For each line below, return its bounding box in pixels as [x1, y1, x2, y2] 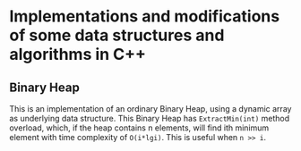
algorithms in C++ [9, 45, 146, 64]
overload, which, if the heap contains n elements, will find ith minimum [9, 122, 270, 133]
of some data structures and [9, 25, 225, 46]
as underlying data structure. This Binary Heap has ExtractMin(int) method [9, 113, 290, 123]
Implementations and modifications [9, 6, 280, 27]
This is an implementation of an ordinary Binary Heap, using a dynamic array [9, 104, 292, 113]
